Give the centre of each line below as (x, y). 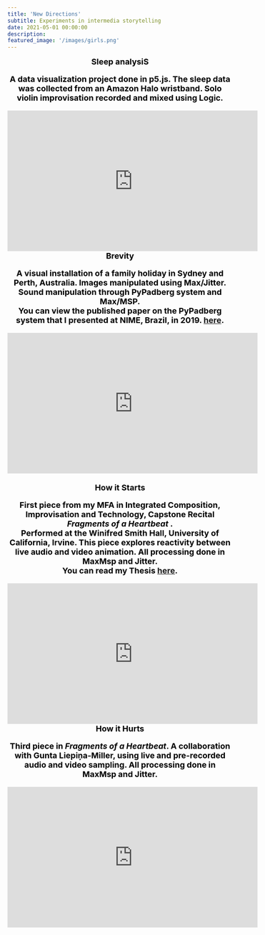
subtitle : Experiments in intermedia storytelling (84, 21)
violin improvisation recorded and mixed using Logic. (120, 98)
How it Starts (120, 488)
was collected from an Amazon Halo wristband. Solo (120, 89)
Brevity (120, 256)
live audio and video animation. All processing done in (120, 552)
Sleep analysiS (120, 62)
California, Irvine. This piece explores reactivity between (120, 542)
